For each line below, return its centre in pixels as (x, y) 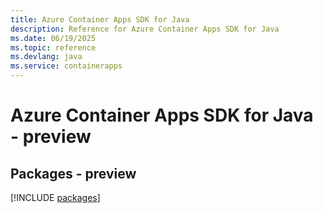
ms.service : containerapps (66, 66)
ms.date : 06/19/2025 (53, 38)
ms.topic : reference (53, 47)
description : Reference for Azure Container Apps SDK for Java (145, 29)
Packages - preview (73, 173)
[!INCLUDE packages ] (55, 197)
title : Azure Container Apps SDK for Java (100, 19)
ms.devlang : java (46, 57)
